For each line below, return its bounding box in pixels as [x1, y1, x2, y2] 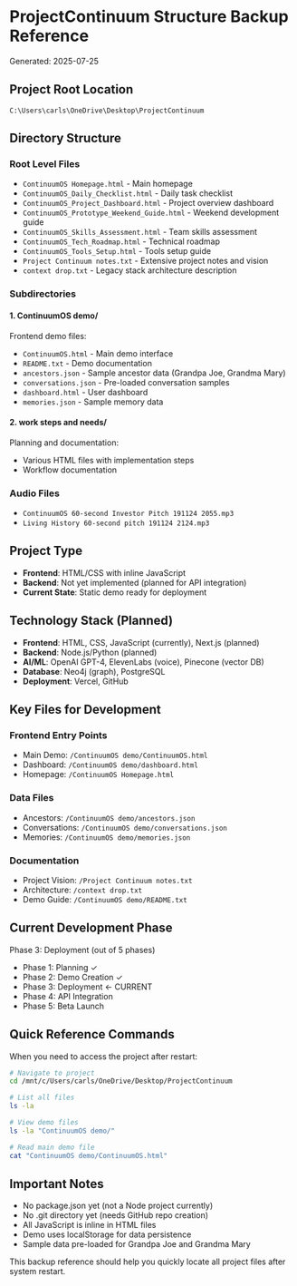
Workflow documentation [22, 464, 118, 475]
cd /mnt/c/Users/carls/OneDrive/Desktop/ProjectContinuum [9, 1077, 233, 1086]
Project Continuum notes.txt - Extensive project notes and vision [22, 256, 269, 267]
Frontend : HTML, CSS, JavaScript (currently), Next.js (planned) [22, 637, 260, 648]
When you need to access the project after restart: [9, 1050, 197, 1062]
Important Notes [9, 1176, 104, 1192]
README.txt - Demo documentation [22, 357, 152, 368]
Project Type [9, 543, 83, 559]
